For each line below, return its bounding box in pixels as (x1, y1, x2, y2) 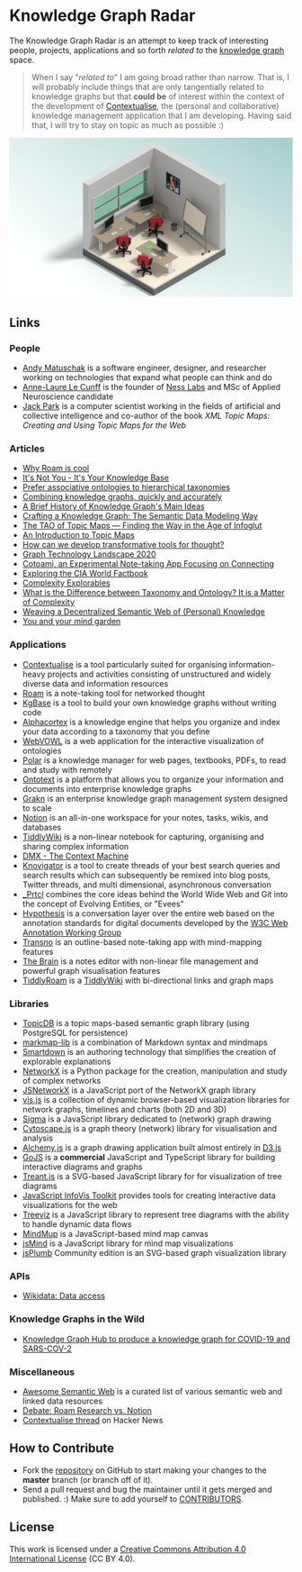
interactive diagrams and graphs (22, 1161, 143, 1172)
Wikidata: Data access (22, 1290, 106, 1302)
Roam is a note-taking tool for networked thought (22, 687, 206, 698)
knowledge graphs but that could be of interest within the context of (31, 91, 285, 102)
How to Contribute (9, 1440, 115, 1456)
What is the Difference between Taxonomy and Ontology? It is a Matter (22, 587, 285, 598)
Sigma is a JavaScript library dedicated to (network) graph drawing (22, 1113, 271, 1124)
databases (22, 822, 62, 832)
